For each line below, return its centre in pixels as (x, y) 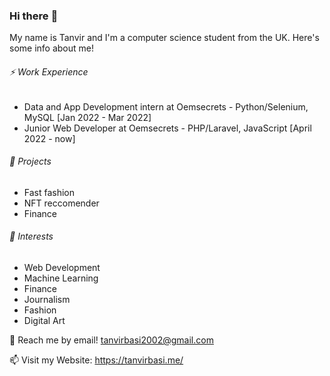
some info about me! (51, 48)
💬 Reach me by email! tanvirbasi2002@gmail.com (111, 340)
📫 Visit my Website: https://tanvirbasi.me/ (96, 360)
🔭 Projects (30, 161)
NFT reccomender (61, 203)
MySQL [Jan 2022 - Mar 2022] (87, 117)
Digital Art (44, 320)
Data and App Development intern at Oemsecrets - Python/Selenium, (166, 106)
